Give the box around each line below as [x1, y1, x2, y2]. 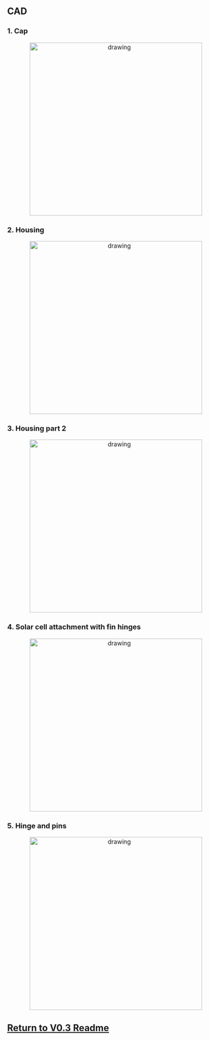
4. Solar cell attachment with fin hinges [7, 622, 141, 632]
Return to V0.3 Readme [7, 1022, 110, 1034]
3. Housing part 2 [7, 423, 67, 433]
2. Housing [7, 225, 45, 235]
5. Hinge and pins [7, 821, 67, 830]
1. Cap [7, 26, 28, 36]
